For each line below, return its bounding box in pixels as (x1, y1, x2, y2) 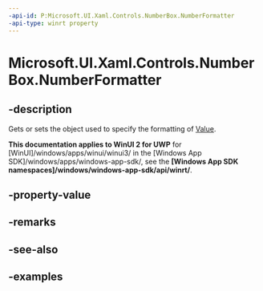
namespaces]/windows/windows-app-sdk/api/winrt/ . (8, 165, 192, 175)
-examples (8, 270, 63, 284)
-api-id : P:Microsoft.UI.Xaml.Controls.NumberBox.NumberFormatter (8, 11, 235, 20)
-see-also (8, 242, 59, 257)
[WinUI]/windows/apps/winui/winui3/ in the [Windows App (8, 148, 202, 157)
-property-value (8, 188, 91, 201)
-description (8, 103, 72, 116)
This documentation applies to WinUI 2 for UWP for (8, 139, 182, 149)
